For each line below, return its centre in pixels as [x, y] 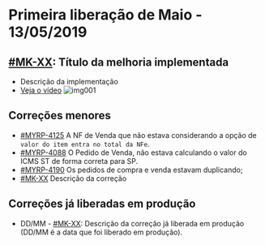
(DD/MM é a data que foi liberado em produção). [101, 232]
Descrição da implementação [69, 82]
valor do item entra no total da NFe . [85, 144]
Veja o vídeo [41, 90]
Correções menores [60, 116]
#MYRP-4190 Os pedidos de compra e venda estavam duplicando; [131, 170]
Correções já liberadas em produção [102, 204]
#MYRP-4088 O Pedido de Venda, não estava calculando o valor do [133, 153]
